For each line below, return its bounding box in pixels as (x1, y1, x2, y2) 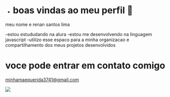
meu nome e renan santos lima (5, 21, 70, 27)
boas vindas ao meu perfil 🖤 (12, 5, 133, 16)
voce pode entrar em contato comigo (5, 60, 165, 72)
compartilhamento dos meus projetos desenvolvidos (5, 42, 116, 48)
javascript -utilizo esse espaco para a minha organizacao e (5, 37, 129, 43)
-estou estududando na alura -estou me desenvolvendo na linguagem (5, 31, 152, 37)
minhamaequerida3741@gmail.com (5, 76, 79, 83)
